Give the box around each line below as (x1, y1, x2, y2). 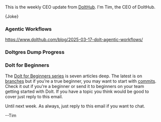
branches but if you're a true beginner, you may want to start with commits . (5, 78, 157, 84)
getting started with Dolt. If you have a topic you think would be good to (5, 88, 149, 94)
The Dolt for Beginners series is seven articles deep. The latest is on (5, 73, 142, 79)
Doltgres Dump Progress (5, 49, 65, 55)
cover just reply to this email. (5, 93, 63, 99)
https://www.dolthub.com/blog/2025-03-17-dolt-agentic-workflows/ (5, 36, 143, 43)
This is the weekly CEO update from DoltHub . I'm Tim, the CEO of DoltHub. (5, 4, 156, 10)
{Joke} (5, 14, 19, 19)
